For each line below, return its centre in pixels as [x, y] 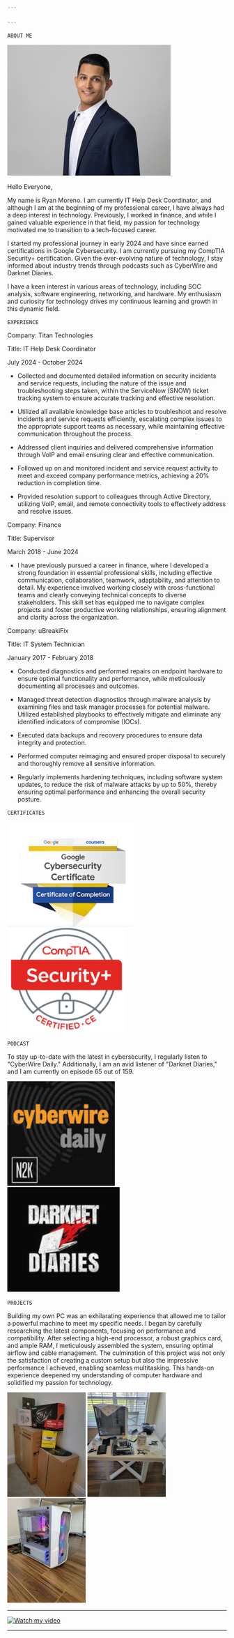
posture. [29, 799]
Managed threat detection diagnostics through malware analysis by [114, 699]
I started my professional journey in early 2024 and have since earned [108, 243]
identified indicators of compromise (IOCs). [79, 721]
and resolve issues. [45, 511]
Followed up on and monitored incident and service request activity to [117, 468]
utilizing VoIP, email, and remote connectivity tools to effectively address [122, 504]
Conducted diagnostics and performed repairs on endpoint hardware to [120, 671]
